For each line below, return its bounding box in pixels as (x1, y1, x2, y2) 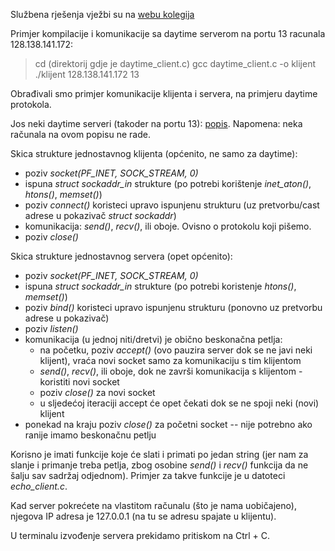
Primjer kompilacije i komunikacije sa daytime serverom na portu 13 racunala (10, 28, 326, 39)
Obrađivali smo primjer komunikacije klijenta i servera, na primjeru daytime (10, 88, 318, 99)
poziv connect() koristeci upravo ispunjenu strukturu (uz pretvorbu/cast (24, 199, 320, 211)
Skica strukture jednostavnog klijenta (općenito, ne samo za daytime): (10, 148, 298, 159)
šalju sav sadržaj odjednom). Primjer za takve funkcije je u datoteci (10, 470, 286, 481)
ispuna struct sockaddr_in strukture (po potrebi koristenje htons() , (24, 280, 297, 292)
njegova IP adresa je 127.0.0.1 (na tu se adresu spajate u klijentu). (10, 510, 277, 522)
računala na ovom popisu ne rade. (10, 129, 151, 140)
